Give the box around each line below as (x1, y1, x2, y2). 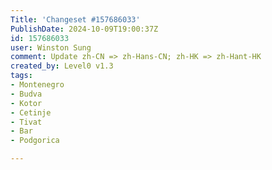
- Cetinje (10, 107, 52, 118)
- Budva (10, 89, 43, 99)
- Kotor (10, 98, 43, 108)
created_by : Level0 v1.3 (10, 61, 114, 71)
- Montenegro (10, 80, 65, 90)
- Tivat (10, 117, 43, 127)
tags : (10, 71, 33, 81)
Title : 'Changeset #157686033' (10, 14, 141, 25)
